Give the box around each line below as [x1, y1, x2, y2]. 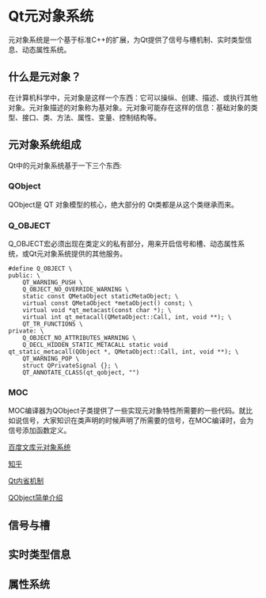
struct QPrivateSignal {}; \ [22, 362, 119, 370]
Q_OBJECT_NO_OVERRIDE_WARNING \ [22, 286, 129, 294]
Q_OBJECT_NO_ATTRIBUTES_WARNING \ [22, 334, 136, 342]
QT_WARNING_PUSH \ [22, 279, 83, 287]
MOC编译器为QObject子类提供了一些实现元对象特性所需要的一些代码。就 [8, 406, 246, 416]
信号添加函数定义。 [8, 425, 71, 436]
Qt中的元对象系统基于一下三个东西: [8, 160, 123, 170]
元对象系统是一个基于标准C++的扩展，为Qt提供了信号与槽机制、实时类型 [8, 35, 245, 44]
